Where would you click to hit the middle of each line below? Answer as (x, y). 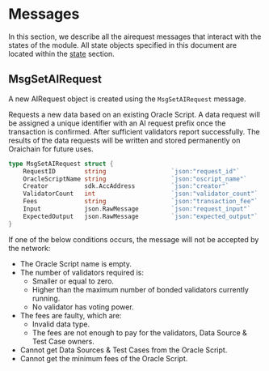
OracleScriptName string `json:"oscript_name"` (135, 179)
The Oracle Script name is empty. (76, 263)
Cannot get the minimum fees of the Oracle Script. (104, 358)
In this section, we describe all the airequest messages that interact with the (135, 36)
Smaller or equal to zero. (73, 281)
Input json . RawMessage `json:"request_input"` (137, 209)
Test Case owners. (63, 341)
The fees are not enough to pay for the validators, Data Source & (140, 332)
